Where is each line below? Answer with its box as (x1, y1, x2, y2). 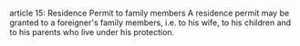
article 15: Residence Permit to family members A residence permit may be (9, 8, 290, 18)
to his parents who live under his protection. (9, 27, 175, 37)
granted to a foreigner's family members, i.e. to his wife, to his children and (9, 17, 292, 28)
